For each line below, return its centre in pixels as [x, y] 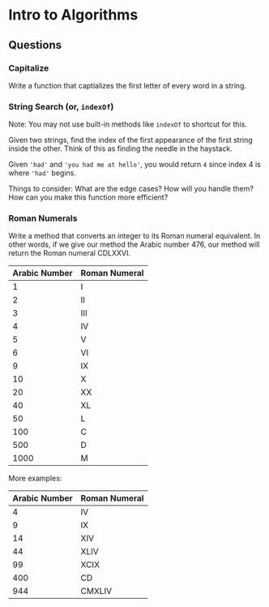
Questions [35, 45]
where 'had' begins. [43, 173]
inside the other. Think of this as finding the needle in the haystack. [120, 149]
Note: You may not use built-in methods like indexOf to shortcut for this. [128, 124]
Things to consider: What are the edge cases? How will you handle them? [131, 189]
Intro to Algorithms [73, 15]
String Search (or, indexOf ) [61, 106]
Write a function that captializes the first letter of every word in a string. [128, 85]
